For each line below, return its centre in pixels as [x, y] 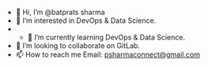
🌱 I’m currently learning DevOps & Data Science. [106, 37]
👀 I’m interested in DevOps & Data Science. [86, 20]
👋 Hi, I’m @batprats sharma [60, 12]
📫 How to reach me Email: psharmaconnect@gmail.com [108, 54]
